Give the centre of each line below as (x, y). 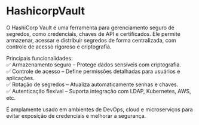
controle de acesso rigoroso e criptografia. (59, 47)
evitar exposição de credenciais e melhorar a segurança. (76, 115)
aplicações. (20, 78)
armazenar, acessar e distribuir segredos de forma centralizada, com (91, 40)
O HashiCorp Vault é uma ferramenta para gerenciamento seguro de (91, 28)
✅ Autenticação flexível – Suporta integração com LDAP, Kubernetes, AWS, (99, 91)
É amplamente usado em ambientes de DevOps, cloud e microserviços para (99, 109)
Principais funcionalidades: (39, 58)
